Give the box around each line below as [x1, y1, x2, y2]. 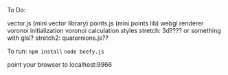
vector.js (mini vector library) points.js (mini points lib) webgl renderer [7, 19, 204, 27]
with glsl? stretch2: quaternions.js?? [7, 34, 109, 42]
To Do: [7, 6, 26, 14]
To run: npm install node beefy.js [7, 47, 104, 55]
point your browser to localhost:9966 [7, 61, 112, 68]
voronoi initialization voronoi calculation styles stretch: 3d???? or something [7, 27, 221, 34]
